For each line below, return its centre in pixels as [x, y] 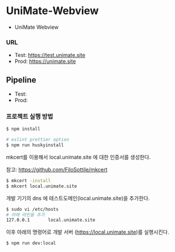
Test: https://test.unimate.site [50, 55]
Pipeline [21, 80]
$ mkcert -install [28, 180]
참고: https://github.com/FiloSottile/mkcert [57, 169]
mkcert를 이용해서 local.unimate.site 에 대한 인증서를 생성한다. [78, 157]
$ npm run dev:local [31, 243]
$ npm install [23, 129]
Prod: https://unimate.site [45, 61]
